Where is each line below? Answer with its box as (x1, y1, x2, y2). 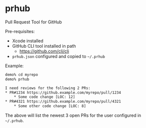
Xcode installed (12, 37, 44, 44)
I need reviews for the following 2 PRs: (5, 86, 91, 91)
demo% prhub (5, 76, 29, 82)
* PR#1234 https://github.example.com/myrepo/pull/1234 (5, 90, 121, 95)
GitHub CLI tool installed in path (12, 43, 76, 49)
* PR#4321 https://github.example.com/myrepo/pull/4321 (5, 99, 121, 104)
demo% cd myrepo (5, 72, 38, 77)
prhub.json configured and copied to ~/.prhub (12, 53, 105, 59)
